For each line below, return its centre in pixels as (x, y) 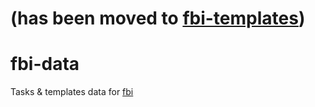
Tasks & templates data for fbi (72, 92)
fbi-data (45, 64)
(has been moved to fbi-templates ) (158, 18)
